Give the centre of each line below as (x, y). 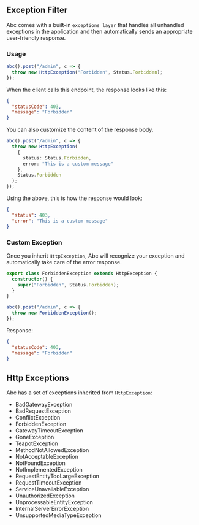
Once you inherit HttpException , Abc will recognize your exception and (96, 255)
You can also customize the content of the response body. (80, 130)
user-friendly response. (36, 38)
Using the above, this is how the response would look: (74, 198)
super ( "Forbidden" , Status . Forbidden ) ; (68, 285)
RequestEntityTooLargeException (57, 476)
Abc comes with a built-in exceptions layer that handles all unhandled (95, 25)
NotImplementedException (49, 470)
